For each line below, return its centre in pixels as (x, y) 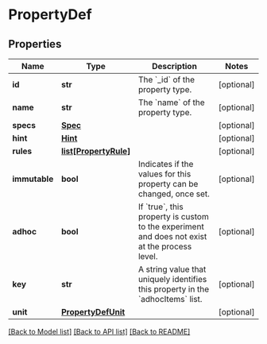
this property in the (173, 289)
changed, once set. (174, 194)
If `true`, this (161, 207)
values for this (164, 174)
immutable (33, 179)
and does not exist (172, 236)
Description (174, 66)
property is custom (173, 216)
